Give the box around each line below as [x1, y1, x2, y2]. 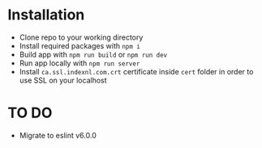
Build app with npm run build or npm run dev [19, 49, 168, 59]
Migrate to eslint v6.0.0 [19, 130, 97, 140]
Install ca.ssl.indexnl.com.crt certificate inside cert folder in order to [19, 66, 254, 76]
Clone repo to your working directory [19, 32, 144, 42]
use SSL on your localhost [19, 75, 107, 85]
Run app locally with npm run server [19, 58, 140, 68]
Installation [7, 6, 85, 24]
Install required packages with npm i [19, 40, 141, 50]
